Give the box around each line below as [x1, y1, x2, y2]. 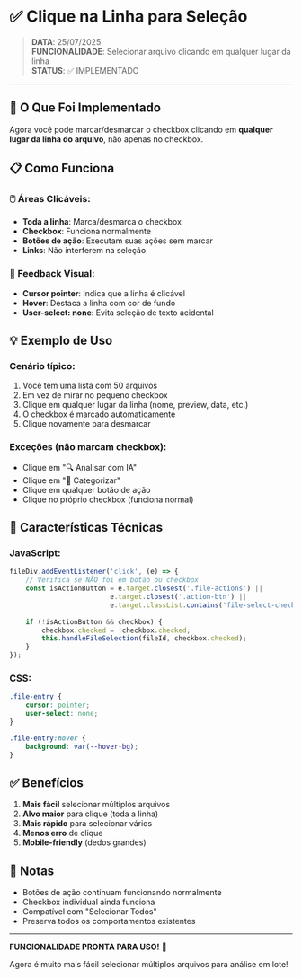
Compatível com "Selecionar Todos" [22, 906, 157, 917]
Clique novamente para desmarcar [22, 419, 151, 429]
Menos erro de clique [22, 828, 103, 839]
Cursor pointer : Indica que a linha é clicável [22, 287, 186, 298]
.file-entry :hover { [9, 734, 87, 743]
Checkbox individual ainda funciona [22, 896, 155, 908]
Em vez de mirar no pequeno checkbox [22, 390, 168, 401]
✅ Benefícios [9, 775, 84, 790]
